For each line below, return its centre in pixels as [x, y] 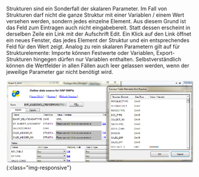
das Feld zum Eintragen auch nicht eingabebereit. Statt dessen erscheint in [98, 27]
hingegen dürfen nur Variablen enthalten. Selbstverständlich [108, 59]
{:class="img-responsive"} [39, 168]
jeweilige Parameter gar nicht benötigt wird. [60, 72]
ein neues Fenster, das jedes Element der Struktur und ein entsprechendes [98, 40]
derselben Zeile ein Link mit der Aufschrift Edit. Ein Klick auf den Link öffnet [99, 34]
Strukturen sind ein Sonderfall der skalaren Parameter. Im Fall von [87, 9]
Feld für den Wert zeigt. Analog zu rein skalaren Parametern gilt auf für [93, 46]
